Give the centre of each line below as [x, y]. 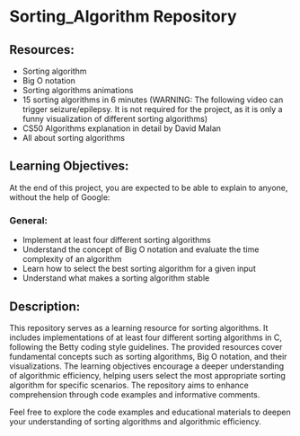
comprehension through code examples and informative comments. [135, 394]
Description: [45, 306]
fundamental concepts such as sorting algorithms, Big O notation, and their [148, 356]
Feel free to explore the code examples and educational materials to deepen [150, 412]
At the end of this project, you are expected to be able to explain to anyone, [149, 187]
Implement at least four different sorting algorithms [116, 240]
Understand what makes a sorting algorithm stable [116, 278]
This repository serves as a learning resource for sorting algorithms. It [139, 327]
